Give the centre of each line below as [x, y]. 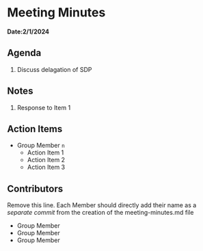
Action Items [35, 129]
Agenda [24, 53]
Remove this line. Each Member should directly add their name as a [102, 205]
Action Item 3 [46, 167]
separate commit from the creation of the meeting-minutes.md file [100, 213]
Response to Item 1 [44, 107]
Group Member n [41, 146]
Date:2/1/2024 [28, 31]
